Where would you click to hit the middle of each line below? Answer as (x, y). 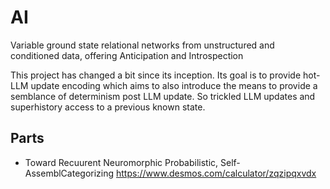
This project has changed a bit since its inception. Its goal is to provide (156, 75)
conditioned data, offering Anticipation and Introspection (127, 55)
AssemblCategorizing (69, 173)
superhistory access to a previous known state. (108, 107)
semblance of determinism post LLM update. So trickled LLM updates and (163, 96)
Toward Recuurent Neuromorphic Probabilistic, (121, 162)
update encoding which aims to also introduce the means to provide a (174, 85)
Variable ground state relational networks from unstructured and (142, 45)
